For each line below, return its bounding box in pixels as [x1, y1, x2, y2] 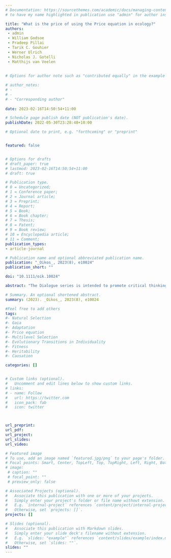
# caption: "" [7, 470, 38, 475]
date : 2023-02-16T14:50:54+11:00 [5, 106, 76, 111]
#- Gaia [5, 320, 22, 326]
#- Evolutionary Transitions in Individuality [5, 339, 106, 344]
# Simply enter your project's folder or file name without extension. [5, 498, 165, 503]
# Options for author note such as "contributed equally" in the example [5, 73, 165, 79]
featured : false [5, 143, 40, 148]
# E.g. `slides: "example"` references [5, 535, 95, 541]
